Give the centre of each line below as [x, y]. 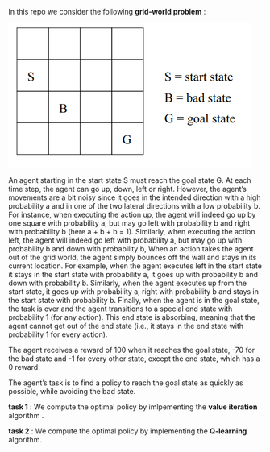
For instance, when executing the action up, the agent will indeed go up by [132, 214]
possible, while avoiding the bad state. [72, 391]
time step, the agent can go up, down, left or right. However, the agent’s [128, 189]
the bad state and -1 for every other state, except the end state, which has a [134, 359]
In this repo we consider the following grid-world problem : [107, 12]
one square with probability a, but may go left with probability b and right [129, 223]
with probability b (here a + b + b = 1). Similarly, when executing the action [132, 232]
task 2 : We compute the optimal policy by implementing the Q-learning [128, 431]
